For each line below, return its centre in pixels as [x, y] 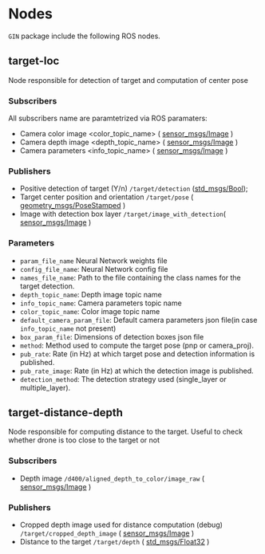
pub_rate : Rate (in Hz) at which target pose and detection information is [137, 354]
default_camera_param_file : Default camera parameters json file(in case [138, 320]
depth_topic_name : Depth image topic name [91, 294]
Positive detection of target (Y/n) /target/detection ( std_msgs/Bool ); [134, 189]
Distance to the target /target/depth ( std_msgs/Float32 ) [115, 542]
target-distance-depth [66, 413]
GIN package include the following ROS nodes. [85, 36]
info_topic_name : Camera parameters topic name [101, 303]
